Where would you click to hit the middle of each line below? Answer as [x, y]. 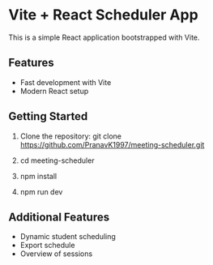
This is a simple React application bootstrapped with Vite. [104, 37]
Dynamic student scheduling [68, 237]
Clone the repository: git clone [70, 136]
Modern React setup [54, 91]
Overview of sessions [56, 254]
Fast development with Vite [66, 82]
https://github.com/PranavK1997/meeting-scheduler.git [112, 144]
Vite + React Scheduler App [103, 15]
